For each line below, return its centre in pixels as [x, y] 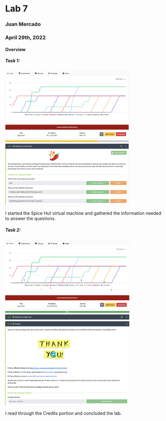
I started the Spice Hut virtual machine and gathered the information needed [83, 213]
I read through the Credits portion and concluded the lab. [63, 413]
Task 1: [13, 61]
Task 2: [13, 230]
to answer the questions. [31, 219]
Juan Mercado [23, 24]
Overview [15, 49]
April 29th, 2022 [26, 38]
